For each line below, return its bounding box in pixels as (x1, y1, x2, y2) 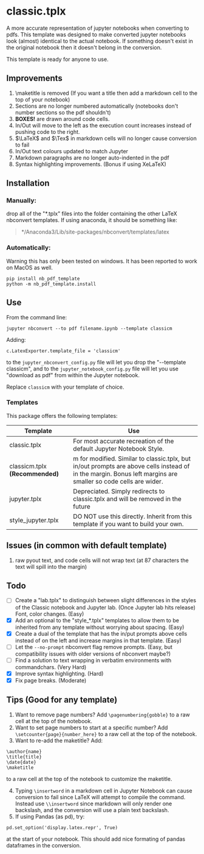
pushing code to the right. (15, 128, 80, 135)
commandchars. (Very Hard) (15, 663, 87, 670)
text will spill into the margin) (15, 563, 87, 570)
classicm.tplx (9, 462, 47, 470)
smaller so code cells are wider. (72, 477, 163, 485)
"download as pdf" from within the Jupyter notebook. (6, 371, 140, 378)
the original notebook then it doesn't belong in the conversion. (6, 44, 162, 51)
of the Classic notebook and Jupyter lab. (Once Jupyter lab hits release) (15, 603, 196, 611)
